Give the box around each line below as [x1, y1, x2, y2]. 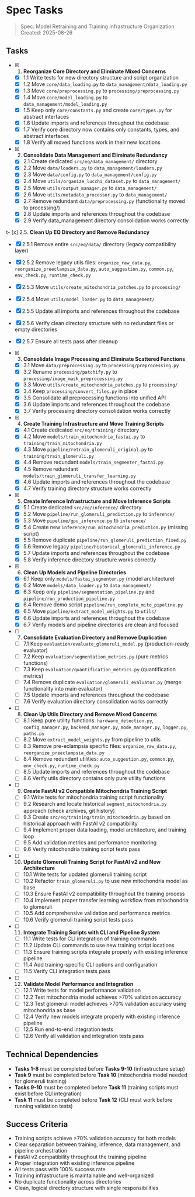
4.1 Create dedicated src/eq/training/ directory [23, 426, 140, 433]
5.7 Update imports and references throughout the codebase [23, 550, 170, 557]
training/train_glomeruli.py [23, 454, 95, 460]
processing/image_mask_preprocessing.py [23, 375, 123, 382]
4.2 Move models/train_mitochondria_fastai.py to [23, 433, 145, 440]
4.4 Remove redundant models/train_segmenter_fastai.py [23, 458, 163, 465]
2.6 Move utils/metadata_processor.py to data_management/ [23, 191, 168, 198]
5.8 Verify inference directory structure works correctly [23, 556, 156, 563]
